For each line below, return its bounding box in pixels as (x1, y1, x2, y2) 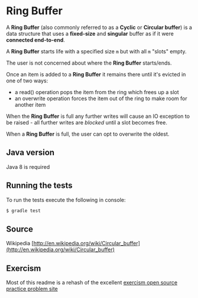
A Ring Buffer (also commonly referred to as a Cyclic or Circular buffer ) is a (6, 24, 192, 31)
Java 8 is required (6, 163, 50, 170)
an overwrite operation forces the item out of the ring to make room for (14, 95, 187, 102)
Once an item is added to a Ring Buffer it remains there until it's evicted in (6, 71, 186, 78)
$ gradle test (6, 207, 41, 214)
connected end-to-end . (6, 36, 65, 43)
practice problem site (6, 286, 58, 293)
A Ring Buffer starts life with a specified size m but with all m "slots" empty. (6, 47, 187, 55)
